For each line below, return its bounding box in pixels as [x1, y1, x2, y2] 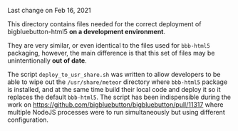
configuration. [7, 115, 48, 124]
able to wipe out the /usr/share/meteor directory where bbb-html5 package [7, 78, 228, 86]
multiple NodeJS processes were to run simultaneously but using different [7, 108, 226, 116]
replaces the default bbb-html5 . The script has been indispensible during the [7, 93, 232, 101]
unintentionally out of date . [7, 56, 87, 65]
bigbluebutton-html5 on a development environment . [7, 28, 166, 36]
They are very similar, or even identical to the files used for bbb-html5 [7, 41, 210, 49]
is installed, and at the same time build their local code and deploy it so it [7, 85, 221, 93]
